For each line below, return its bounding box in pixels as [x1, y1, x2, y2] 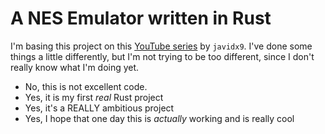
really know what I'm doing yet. [10, 61, 140, 73]
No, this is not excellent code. [24, 80, 148, 92]
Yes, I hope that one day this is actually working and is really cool [24, 112, 295, 124]
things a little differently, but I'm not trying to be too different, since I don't [10, 50, 315, 62]
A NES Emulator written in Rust [10, 7, 272, 30]
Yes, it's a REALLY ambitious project [24, 102, 175, 114]
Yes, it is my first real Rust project [24, 91, 164, 103]
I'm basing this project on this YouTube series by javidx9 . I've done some [10, 40, 313, 52]
